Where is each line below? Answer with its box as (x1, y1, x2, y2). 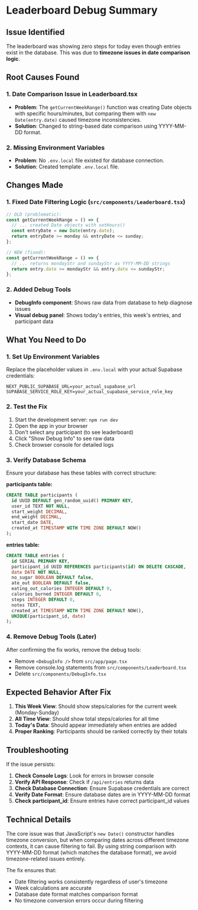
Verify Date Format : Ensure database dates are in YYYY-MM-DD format (14, 791, 190, 798)
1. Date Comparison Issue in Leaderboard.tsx (6, 90, 138, 98)
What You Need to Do (6, 334, 87, 344)
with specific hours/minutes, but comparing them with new (14, 110, 156, 117)
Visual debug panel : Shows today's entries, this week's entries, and (14, 311, 181, 318)
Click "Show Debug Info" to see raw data (14, 435, 115, 442)
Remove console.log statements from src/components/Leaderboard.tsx (14, 664, 187, 671)
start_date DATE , (11, 519, 54, 526)
